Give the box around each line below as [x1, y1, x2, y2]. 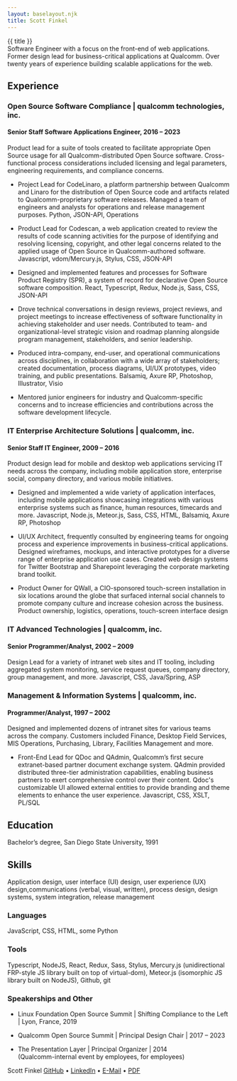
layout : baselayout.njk [7, 10, 78, 18]
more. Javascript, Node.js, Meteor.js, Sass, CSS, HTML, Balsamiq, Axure [17, 511, 230, 520]
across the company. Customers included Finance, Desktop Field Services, [7, 731, 227, 741]
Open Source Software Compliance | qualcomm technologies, [7, 101, 225, 111]
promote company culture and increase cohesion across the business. [17, 599, 224, 607]
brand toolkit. [17, 570, 57, 579]
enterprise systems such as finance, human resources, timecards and [17, 503, 222, 512]
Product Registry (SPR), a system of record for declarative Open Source [17, 276, 228, 285]
